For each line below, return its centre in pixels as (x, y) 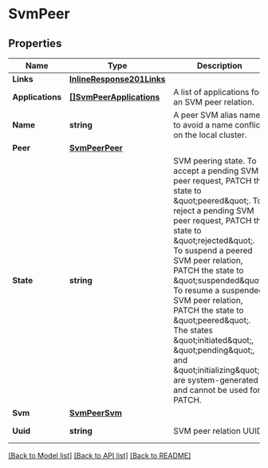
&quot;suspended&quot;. (219, 280)
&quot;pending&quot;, (214, 350)
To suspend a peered (213, 250)
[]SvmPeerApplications (114, 97)
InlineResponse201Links (117, 79)
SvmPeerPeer (96, 148)
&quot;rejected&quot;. (214, 240)
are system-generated (216, 380)
